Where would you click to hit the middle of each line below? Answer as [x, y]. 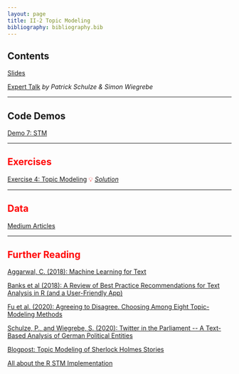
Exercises [30, 162]
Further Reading [44, 255]
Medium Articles [31, 225]
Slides [16, 73]
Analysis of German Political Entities [80, 336]
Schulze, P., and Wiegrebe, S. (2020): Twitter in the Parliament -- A [106, 328]
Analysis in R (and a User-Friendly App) [65, 293]
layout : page [27, 14]
